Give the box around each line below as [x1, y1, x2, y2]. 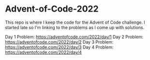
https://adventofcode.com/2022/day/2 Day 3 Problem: [5, 39, 114, 45]
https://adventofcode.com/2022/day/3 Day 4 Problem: [5, 44, 114, 50]
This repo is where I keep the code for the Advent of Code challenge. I [5, 19, 145, 25]
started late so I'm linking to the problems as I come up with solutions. [5, 24, 145, 30]
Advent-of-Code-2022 [5, 3, 99, 15]
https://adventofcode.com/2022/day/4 [5, 49, 82, 55]
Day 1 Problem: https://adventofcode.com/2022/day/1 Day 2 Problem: [5, 34, 144, 40]
